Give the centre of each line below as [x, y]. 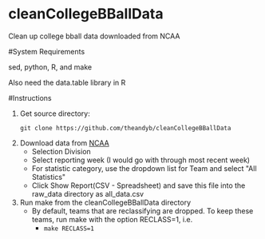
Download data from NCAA [64, 143]
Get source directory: [55, 114]
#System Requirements [47, 51]
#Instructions [30, 98]
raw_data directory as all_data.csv [88, 193]
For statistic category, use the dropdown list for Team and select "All [144, 168]
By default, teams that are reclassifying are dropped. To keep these [142, 211]
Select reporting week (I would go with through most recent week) [140, 160]
